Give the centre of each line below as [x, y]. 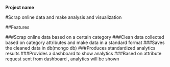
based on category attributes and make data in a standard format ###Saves [85, 42]
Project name [20, 7]
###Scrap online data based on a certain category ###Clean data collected [85, 37]
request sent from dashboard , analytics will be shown [62, 59]
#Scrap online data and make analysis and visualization [64, 17]
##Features [17, 27]
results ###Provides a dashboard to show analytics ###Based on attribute [83, 53]
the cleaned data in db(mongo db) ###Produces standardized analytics [80, 48]
